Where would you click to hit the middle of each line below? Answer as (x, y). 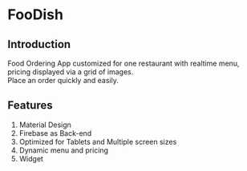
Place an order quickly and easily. (63, 80)
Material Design (45, 125)
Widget (31, 158)
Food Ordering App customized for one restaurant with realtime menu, (123, 63)
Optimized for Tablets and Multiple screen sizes (98, 141)
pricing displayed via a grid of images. (71, 72)
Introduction (39, 44)
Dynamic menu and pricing (64, 150)
